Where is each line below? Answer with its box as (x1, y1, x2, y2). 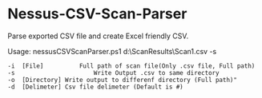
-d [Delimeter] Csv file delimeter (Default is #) (7, 83, 183, 91)
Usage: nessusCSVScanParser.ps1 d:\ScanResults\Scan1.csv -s (7, 46, 217, 56)
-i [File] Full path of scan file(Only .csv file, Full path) (7, 61, 256, 70)
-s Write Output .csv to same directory (7, 69, 220, 76)
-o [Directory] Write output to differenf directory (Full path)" (7, 76, 238, 84)
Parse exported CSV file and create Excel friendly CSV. (7, 31, 189, 41)
